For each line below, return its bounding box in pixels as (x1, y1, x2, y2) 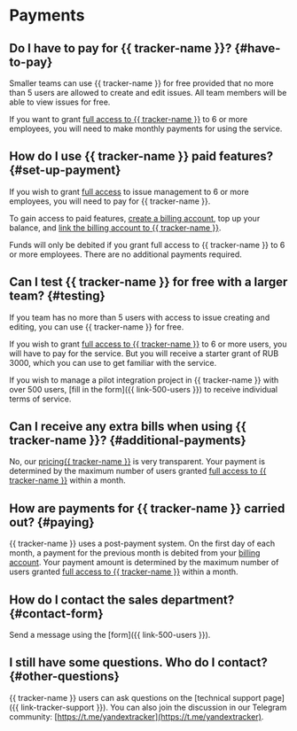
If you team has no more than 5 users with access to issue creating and (9, 312, 270, 323)
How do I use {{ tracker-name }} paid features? (9, 149, 274, 164)
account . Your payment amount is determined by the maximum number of (9, 557, 279, 568)
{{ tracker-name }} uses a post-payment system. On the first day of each (9, 538, 276, 549)
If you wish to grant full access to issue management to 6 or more (9, 186, 250, 197)
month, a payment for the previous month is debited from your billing (9, 548, 261, 558)
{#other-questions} (9, 669, 120, 684)
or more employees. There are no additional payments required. (9, 249, 242, 260)
